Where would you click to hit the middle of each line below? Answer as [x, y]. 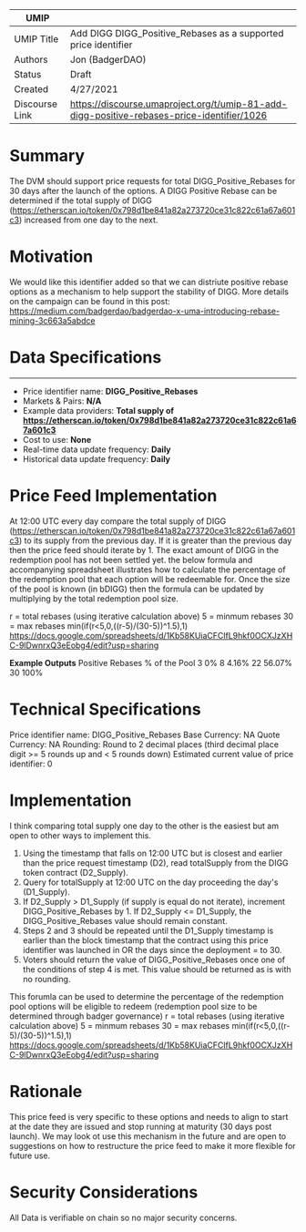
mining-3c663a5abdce [52, 320]
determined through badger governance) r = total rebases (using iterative [147, 1016]
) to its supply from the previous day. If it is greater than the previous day [155, 540]
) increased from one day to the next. [88, 220]
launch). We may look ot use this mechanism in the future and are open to [148, 1136]
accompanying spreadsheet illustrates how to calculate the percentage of [148, 570]
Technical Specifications [106, 709]
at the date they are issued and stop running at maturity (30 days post [141, 1126]
